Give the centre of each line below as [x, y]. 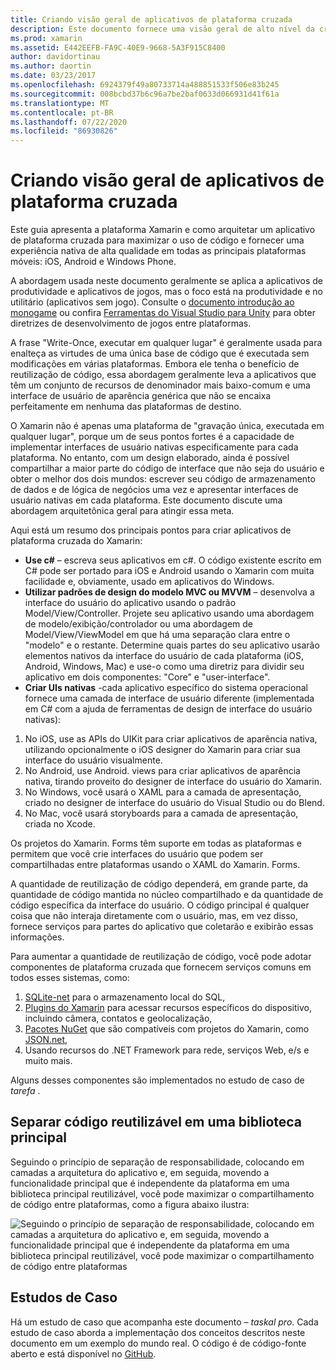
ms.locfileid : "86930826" [64, 131]
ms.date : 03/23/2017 [53, 76]
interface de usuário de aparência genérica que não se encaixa [141, 396]
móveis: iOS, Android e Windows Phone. [93, 262]
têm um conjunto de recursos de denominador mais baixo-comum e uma [160, 385]
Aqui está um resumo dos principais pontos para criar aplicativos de [151, 530]
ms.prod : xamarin [46, 38]
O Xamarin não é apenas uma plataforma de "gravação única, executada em [167, 426]
